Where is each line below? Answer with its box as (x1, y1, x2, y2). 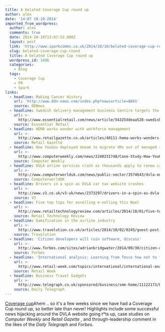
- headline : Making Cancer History (9, 94, 82, 99)
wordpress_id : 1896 (9, 58, 50, 63)
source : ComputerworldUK (14, 177, 65, 182)
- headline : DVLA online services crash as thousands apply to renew (9, 163, 155, 168)
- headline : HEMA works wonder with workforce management (9, 126, 131, 131)
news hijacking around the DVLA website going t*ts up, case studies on (5, 311, 150, 317)
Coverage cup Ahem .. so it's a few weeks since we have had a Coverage (5, 300, 152, 306)
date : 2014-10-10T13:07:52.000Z (9, 35, 76, 40)
